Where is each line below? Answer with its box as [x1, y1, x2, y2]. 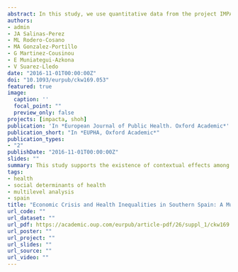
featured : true [7, 83, 52, 90]
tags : [7, 168, 23, 176]
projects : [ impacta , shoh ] [7, 115, 87, 123]
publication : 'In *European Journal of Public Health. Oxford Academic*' [7, 122, 230, 130]
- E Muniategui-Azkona [7, 57, 74, 64]
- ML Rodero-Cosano [7, 37, 65, 44]
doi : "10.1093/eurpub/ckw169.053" [7, 76, 110, 84]
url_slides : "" [7, 241, 52, 248]
